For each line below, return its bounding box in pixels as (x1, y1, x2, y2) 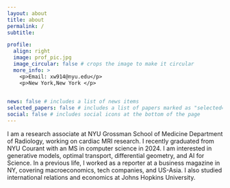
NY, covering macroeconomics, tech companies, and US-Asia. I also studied (7, 165, 222, 174)
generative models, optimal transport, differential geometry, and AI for (7, 151, 205, 159)
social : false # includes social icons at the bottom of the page (7, 111, 201, 118)
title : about (7, 16, 44, 23)
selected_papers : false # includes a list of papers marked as (7, 105, 192, 111)
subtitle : (7, 29, 36, 36)
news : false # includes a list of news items (7, 98, 139, 105)
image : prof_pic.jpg (13, 54, 72, 62)
